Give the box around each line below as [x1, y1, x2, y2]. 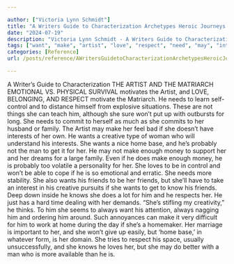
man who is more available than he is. [7, 249, 116, 258]
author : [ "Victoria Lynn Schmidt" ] [7, 16, 111, 23]
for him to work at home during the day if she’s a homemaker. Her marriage [7, 220, 223, 229]
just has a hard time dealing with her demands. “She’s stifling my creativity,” [7, 198, 225, 206]
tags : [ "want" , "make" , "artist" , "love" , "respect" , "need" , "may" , [7, 42, 214, 49]
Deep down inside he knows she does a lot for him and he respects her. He [7, 190, 223, 199]
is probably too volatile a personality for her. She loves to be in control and [7, 161, 221, 170]
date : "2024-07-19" [7, 29, 64, 36]
